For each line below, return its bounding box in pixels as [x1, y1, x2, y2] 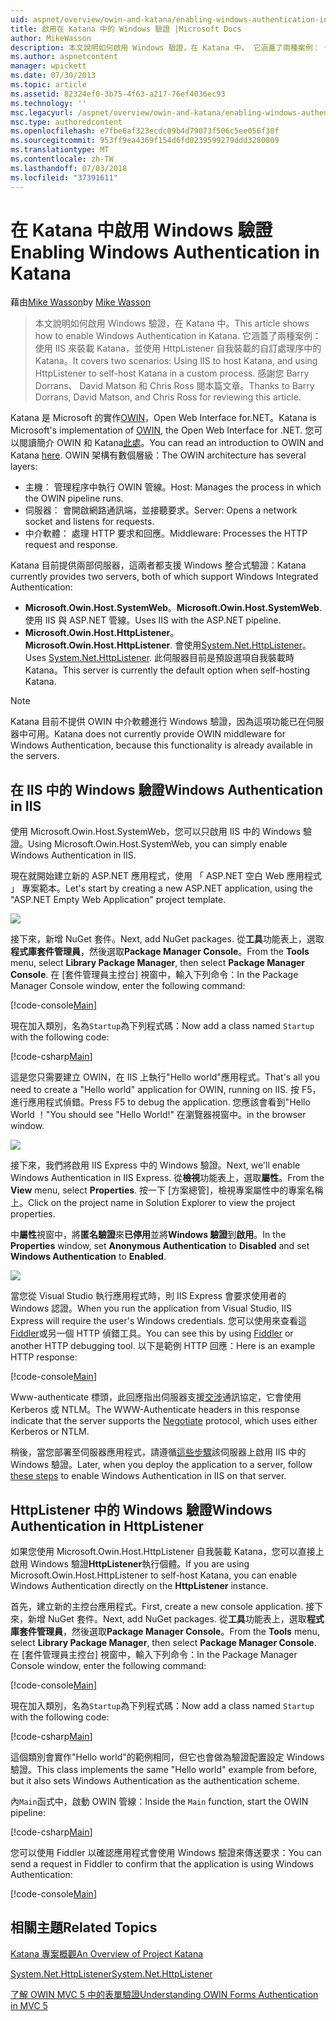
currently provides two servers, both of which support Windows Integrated [10, 571, 319, 583]
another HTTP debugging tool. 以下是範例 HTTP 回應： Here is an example [10, 1340, 316, 1352]
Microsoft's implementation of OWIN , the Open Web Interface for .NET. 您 [10, 424, 315, 436]
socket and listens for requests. [24, 516, 155, 528]
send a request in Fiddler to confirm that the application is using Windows [10, 1858, 315, 1870]
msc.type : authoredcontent [10, 117, 123, 127]
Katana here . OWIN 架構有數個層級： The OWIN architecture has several [10, 449, 307, 461]
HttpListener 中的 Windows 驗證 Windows [10, 1501, 273, 1518]
